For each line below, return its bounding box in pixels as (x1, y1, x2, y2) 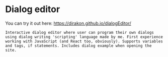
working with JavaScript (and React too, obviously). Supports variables (5, 39, 163, 44)
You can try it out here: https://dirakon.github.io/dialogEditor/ (5, 20, 132, 26)
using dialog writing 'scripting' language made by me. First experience (5, 34, 163, 39)
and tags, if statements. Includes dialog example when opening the (5, 43, 152, 48)
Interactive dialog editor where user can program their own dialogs (5, 30, 154, 35)
